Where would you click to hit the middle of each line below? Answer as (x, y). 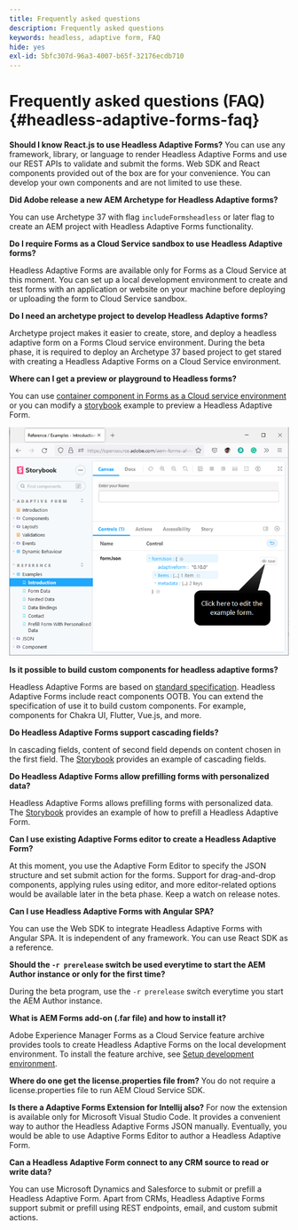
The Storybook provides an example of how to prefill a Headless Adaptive (144, 812)
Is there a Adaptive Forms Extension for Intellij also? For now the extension (149, 1107)
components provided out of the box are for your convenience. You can (140, 173)
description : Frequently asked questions (87, 28)
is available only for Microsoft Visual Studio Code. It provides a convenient (145, 1117)
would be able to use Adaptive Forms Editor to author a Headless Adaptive (145, 1136)
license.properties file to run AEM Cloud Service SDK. (107, 1090)
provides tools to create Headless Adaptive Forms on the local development (148, 1045)
